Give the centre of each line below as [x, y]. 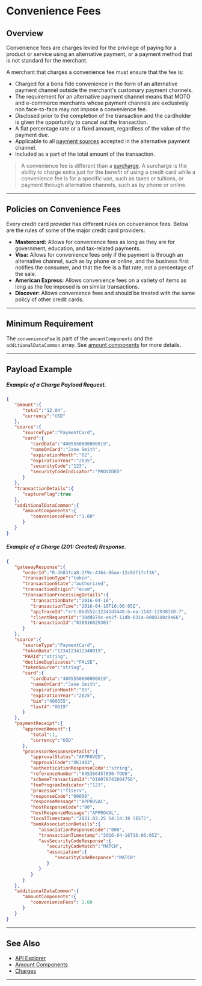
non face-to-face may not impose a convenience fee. [81, 109]
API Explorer [30, 958]
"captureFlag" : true [46, 494]
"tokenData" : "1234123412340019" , [64, 651]
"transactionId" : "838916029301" [71, 623]
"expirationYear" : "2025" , [63, 696]
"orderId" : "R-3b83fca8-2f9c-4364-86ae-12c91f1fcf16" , [91, 572]
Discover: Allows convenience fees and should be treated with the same [105, 293]
